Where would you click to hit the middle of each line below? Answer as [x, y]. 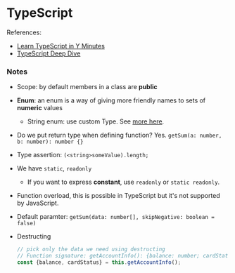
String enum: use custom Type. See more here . [96, 121]
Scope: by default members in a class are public [87, 87]
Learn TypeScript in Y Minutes [61, 46]
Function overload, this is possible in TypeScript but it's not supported [119, 196]
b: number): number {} [50, 142]
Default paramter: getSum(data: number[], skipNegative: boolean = [116, 217]
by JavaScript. [38, 203]
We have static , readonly [54, 168]
